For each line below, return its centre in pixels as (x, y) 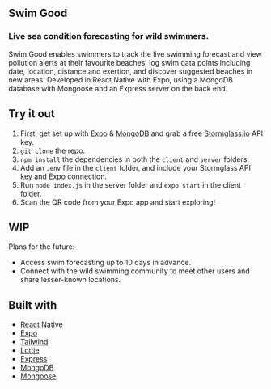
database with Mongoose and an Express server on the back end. (118, 88)
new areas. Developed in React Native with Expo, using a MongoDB (121, 79)
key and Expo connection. (64, 176)
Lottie (30, 350)
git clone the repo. (53, 150)
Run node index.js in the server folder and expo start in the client (130, 184)
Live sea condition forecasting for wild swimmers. (108, 36)
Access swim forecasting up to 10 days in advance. (106, 263)
